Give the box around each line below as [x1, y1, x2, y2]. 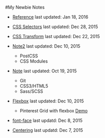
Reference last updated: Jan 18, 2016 [12, 14, 89, 20]
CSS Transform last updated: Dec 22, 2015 [12, 34, 101, 39]
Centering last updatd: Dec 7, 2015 [12, 127, 83, 133]
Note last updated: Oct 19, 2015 [12, 68, 77, 74]
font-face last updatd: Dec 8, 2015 [12, 117, 83, 123]
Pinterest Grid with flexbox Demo [19, 108, 88, 113]
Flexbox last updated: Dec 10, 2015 [12, 98, 84, 104]
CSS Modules [19, 58, 48, 64]
